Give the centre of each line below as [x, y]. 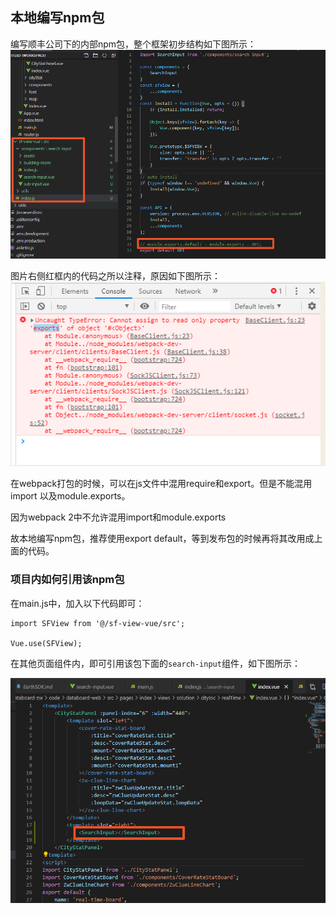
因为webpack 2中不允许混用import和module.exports [118, 517]
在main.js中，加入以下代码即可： [77, 603]
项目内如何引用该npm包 [67, 580]
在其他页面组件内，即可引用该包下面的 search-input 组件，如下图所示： [155, 663]
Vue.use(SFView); [46, 643]
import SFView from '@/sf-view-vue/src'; [98, 623]
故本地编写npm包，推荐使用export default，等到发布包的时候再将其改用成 [162, 539]
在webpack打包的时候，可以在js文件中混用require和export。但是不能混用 [161, 484]
